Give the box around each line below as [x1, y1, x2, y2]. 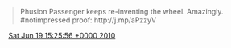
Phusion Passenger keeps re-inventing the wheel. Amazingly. [19, 7, 224, 16]
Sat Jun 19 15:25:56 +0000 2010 [7, 31, 116, 40]
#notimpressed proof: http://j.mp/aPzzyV [19, 15, 157, 25]
